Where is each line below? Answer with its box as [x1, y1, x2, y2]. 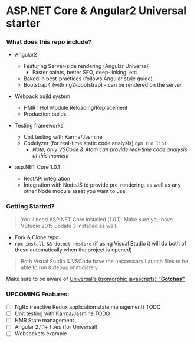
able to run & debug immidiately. [20, 264, 99, 271]
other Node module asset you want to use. [23, 188, 127, 195]
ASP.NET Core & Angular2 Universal [6, 4, 187, 18]
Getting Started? [6, 202, 55, 211]
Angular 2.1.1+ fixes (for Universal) [14, 324, 98, 331]
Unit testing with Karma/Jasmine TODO [14, 310, 110, 317]
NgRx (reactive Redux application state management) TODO [14, 303, 161, 311]
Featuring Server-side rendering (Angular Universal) [23, 63, 150, 70]
